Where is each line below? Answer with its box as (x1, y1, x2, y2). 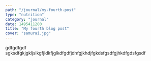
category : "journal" (5, 17, 49, 22)
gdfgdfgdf (5, 45, 27, 50)
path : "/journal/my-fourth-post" (5, 7, 76, 13)
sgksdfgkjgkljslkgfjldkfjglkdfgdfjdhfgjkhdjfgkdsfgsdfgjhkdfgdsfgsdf (5, 50, 146, 56)
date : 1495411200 (5, 21, 42, 27)
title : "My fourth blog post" (5, 26, 70, 31)
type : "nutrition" (5, 12, 44, 17)
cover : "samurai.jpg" (5, 31, 51, 36)
